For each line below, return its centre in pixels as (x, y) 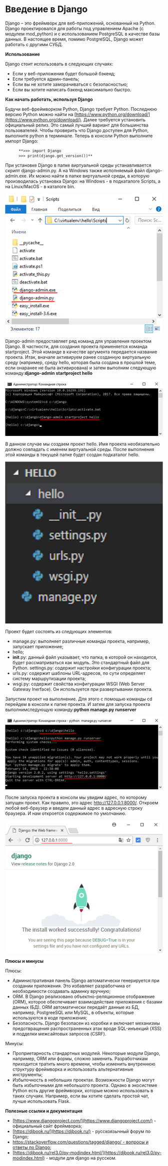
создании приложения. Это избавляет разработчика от (71, 986)
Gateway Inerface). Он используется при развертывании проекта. (82, 689)
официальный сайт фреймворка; (47, 1126)
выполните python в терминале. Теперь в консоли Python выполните (79, 135)
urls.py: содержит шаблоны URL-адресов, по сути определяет (79, 673)
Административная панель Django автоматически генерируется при (86, 980)
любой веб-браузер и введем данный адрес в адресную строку (74, 808)
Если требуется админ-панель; (46, 79)
